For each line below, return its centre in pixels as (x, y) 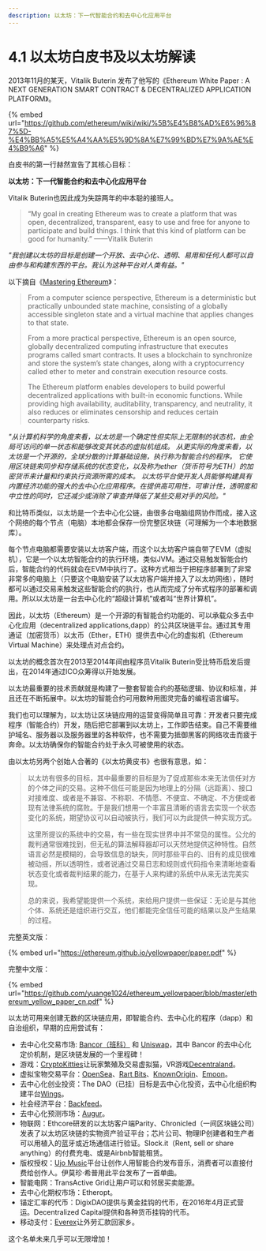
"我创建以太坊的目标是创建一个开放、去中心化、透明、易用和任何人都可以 (127, 255)
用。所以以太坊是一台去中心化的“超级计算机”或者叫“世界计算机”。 (114, 598)
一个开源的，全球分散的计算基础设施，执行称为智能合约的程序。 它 (137, 456)
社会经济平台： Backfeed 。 (63, 1103)
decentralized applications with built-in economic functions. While (135, 395)
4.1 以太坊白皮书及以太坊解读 (102, 57)
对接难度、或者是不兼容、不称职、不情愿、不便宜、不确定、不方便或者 (142, 797)
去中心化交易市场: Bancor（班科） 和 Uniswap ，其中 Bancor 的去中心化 (135, 1044)
